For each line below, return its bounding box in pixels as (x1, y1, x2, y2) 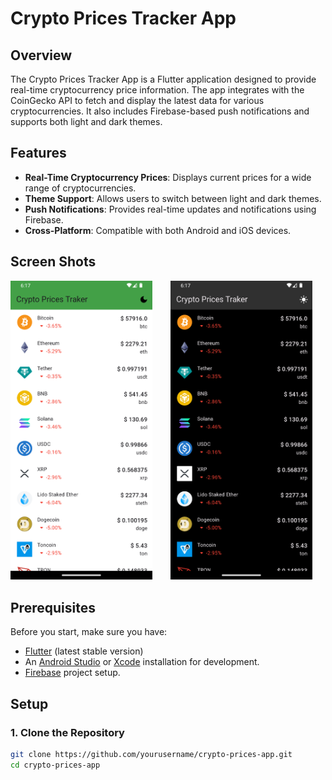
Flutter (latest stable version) (24, 645, 144, 657)
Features (10, 145, 67, 162)
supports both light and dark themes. (10, 116, 163, 127)
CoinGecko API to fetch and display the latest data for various (10, 95, 265, 106)
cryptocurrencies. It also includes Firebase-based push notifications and (10, 105, 310, 117)
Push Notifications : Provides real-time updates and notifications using (24, 203, 317, 215)
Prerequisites (10, 599, 96, 616)
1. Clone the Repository (10, 725, 125, 739)
